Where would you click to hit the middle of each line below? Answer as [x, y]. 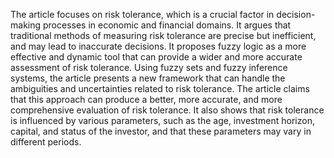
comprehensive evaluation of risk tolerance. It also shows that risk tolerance [167, 110]
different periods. [46, 142]
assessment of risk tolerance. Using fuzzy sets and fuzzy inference [149, 67]
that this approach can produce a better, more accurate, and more [146, 99]
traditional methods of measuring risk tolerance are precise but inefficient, [163, 35]
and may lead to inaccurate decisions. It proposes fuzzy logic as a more [158, 46]
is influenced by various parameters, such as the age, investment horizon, [162, 120]
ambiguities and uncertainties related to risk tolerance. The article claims [160, 88]
